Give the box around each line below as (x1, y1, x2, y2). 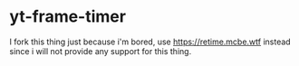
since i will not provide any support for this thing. (9, 45, 192, 56)
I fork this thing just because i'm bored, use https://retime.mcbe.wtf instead (9, 36, 292, 47)
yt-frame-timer (9, 6, 127, 27)
